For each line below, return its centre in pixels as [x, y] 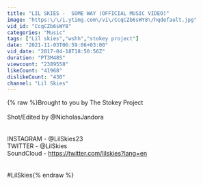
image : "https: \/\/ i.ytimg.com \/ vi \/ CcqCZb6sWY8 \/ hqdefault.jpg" [102, 20]
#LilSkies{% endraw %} [41, 175]
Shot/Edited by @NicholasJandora [55, 117]
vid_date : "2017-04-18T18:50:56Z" [56, 52]
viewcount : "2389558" [38, 64]
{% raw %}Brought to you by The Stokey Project [75, 102]
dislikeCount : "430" [37, 77]
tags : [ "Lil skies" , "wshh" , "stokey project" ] [73, 39]
